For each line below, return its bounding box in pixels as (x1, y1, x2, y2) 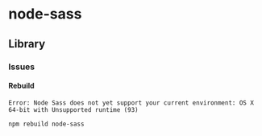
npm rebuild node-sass (8, 120, 85, 128)
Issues (8, 61, 35, 72)
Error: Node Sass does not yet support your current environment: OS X (8, 98, 254, 107)
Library (8, 37, 46, 51)
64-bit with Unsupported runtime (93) (8, 105, 139, 113)
